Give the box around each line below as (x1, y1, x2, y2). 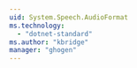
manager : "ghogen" (9, 46, 77, 55)
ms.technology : (9, 21, 65, 30)
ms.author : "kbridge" (9, 37, 89, 47)
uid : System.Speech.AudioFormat (9, 12, 128, 22)
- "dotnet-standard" (17, 29, 93, 38)
